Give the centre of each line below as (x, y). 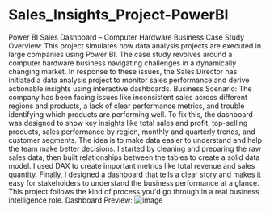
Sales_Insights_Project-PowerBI (118, 15)
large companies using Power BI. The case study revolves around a (120, 54)
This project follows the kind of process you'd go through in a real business (134, 191)
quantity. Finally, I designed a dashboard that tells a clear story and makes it (135, 174)
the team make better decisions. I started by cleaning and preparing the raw (135, 148)
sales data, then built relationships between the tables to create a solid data (134, 157)
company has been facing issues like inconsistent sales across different (128, 97)
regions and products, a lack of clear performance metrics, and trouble (127, 106)
